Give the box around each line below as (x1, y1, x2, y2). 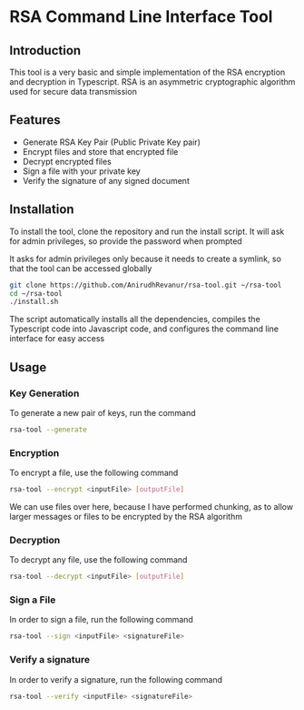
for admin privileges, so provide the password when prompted (9, 235, 242, 247)
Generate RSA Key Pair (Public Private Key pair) (22, 137, 201, 147)
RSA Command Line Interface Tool (9, 6, 273, 27)
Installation (9, 202, 74, 218)
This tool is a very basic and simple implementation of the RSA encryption (9, 66, 286, 77)
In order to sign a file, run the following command (9, 614, 193, 625)
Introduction (9, 43, 82, 58)
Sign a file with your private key (22, 166, 141, 177)
